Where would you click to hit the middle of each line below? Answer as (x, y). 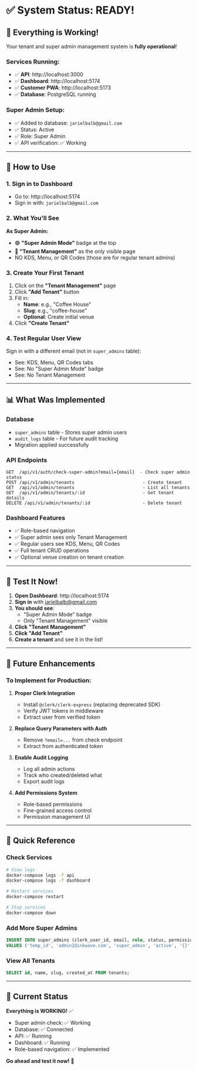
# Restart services (30, 891)
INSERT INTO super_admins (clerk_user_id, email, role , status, (86, 940)
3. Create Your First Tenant (45, 273)
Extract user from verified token (62, 717)
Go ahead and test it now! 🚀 (40, 1061)
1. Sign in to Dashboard (39, 184)
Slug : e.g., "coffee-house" (55, 310)
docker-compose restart (35, 897)
